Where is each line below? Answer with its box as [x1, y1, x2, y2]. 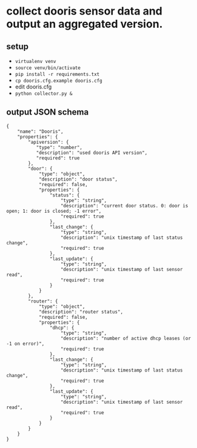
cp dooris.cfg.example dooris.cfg [15, 78, 102, 84]
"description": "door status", [38, 176, 118, 182]
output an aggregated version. [6, 17, 163, 31]
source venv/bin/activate [15, 65, 81, 71]
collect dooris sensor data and [6, 4, 162, 18]
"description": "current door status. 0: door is [60, 202, 189, 209]
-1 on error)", [6, 341, 45, 347]
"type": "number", [36, 144, 83, 150]
